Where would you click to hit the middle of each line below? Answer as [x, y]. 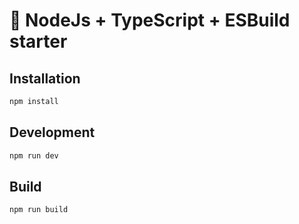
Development [52, 132]
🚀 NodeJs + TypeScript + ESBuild [150, 20]
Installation [45, 78]
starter [38, 41]
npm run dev [34, 155]
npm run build [39, 210]
